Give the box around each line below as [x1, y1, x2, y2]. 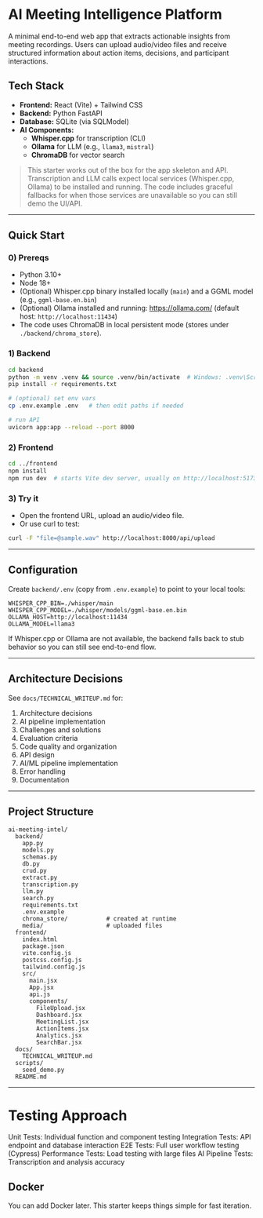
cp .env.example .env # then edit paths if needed [8, 402, 184, 410]
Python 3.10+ [19, 270, 63, 279]
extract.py [22, 873, 58, 882]
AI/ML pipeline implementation [19, 758, 119, 768]
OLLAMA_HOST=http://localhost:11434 [8, 613, 128, 621]
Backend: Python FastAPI [19, 108, 103, 118]
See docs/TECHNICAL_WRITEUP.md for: [8, 693, 124, 702]
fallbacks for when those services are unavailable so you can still [27, 190, 237, 199]
